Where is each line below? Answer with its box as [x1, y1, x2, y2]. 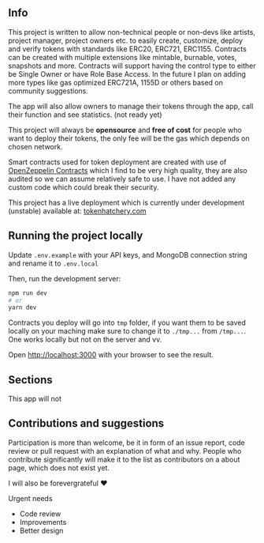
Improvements [19, 517, 67, 526]
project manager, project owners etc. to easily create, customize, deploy [8, 36, 243, 45]
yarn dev [8, 304, 37, 311]
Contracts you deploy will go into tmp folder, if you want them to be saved [8, 318, 247, 327]
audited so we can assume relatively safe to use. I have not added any [8, 174, 236, 183]
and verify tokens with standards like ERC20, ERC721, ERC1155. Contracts [8, 43, 247, 54]
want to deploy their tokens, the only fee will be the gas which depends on [8, 134, 250, 143]
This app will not [8, 394, 61, 404]
